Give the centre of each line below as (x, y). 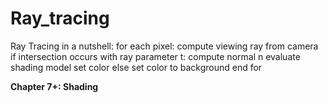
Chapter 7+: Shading (54, 86)
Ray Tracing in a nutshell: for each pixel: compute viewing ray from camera (164, 46)
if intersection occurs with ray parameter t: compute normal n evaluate (155, 56)
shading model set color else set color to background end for (136, 67)
